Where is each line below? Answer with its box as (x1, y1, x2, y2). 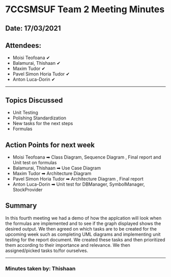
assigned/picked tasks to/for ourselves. (5, 247, 88, 254)
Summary (5, 202, 37, 210)
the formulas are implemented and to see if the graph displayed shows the (5, 220, 161, 226)
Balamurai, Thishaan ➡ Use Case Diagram (12, 165, 101, 171)
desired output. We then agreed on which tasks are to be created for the (5, 225, 157, 232)
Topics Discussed (5, 96, 63, 105)
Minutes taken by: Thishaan (5, 265, 76, 272)
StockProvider (12, 187, 43, 193)
